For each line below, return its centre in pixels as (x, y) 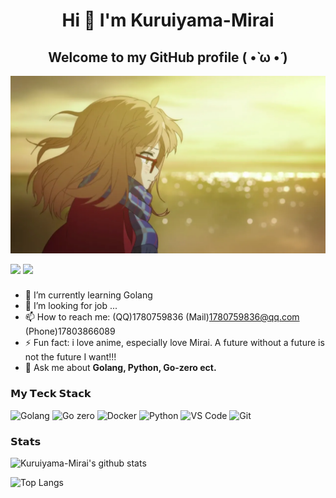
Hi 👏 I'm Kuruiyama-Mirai (168, 20)
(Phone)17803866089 (70, 331)
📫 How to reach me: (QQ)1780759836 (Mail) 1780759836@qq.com (162, 317)
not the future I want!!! (70, 357)
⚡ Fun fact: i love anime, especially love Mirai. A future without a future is (174, 343)
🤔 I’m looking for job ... (71, 306)
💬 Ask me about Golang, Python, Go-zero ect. (120, 368)
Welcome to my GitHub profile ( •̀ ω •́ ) (168, 57)
